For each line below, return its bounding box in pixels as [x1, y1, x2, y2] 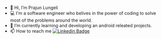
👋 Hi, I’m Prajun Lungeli [10, 5, 58, 10]
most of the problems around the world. [10, 17, 92, 23]
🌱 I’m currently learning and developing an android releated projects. [10, 23, 152, 28]
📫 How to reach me [10, 28, 52, 34]
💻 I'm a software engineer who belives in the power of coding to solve [10, 10, 156, 16]
